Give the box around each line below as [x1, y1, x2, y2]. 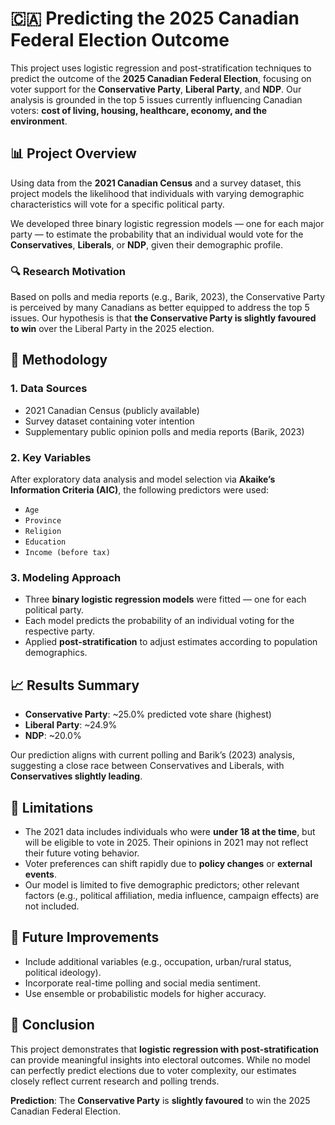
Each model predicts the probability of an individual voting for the [24, 615, 295, 627]
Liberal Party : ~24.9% [24, 719, 118, 731]
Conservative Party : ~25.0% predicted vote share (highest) [24, 708, 272, 721]
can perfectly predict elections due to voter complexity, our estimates [10, 1064, 297, 1076]
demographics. [24, 647, 88, 659]
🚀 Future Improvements [10, 929, 160, 946]
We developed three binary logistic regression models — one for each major [10, 217, 325, 229]
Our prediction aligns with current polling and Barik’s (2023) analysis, [10, 749, 295, 761]
